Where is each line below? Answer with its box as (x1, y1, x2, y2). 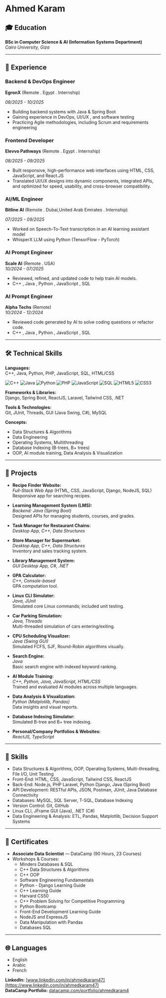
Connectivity (12, 792, 39, 798)
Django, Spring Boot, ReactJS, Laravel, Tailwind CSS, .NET (5, 395, 124, 400)
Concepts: (5, 419, 27, 425)
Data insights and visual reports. (12, 704, 78, 710)
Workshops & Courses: (12, 856, 59, 862)
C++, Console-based (12, 578, 56, 584)
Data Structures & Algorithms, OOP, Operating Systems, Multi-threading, (12, 766, 160, 772)
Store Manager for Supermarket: (12, 537, 81, 543)
